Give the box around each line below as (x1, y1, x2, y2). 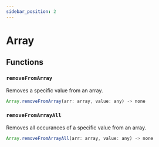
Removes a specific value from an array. (6, 86, 104, 94)
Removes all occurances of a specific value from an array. (6, 124, 147, 131)
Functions (6, 57, 44, 68)
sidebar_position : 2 (6, 8, 57, 15)
